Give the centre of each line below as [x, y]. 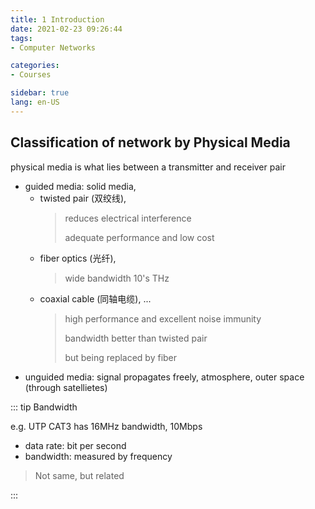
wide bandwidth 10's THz [117, 278]
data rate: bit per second [75, 445]
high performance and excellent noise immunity [163, 318]
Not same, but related [79, 475]
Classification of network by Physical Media [150, 142]
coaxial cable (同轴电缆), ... [95, 298]
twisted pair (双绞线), [83, 198]
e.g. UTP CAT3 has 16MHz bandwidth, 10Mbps [106, 426]
